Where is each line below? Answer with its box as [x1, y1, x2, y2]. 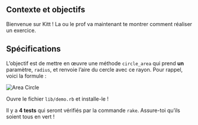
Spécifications [6, 44, 61, 54]
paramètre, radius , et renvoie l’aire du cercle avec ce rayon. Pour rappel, [6, 66, 183, 73]
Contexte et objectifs [6, 5, 86, 15]
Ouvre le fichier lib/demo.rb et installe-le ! [6, 95, 109, 102]
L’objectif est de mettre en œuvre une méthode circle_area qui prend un [6, 59, 184, 67]
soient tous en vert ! [6, 113, 55, 120]
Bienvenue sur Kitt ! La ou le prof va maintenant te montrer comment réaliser [6, 20, 193, 27]
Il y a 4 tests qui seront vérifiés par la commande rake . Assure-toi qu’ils [6, 107, 180, 114]
